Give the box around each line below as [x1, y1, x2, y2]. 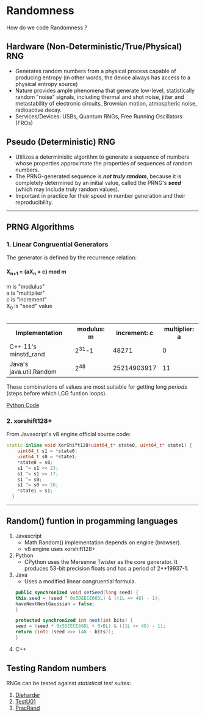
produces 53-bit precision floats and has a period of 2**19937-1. [24, 564, 189, 572]
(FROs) [15, 119, 34, 126]
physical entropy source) [15, 80, 78, 87]
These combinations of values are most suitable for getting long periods [6, 383, 188, 391]
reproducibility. [15, 198, 54, 206]
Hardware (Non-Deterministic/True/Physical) [6, 41, 182, 52]
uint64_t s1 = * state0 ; [17, 448, 78, 455]
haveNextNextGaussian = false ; [15, 600, 95, 607]
